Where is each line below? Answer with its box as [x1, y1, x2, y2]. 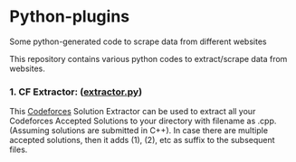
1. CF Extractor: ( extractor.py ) [9, 85, 143, 98]
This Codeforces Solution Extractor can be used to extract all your [9, 106, 256, 117]
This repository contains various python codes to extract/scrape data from [9, 53, 288, 64]
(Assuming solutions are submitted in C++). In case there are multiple [9, 125, 269, 136]
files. [9, 144, 28, 155]
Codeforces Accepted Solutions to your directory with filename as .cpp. [9, 115, 277, 127]
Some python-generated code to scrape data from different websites [9, 36, 267, 47]
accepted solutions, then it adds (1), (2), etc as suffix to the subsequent [9, 135, 275, 146]
